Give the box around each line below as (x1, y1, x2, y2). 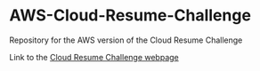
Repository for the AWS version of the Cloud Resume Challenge (9, 35, 243, 45)
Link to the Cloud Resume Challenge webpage (9, 51, 180, 62)
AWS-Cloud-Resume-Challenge (9, 5, 252, 26)
